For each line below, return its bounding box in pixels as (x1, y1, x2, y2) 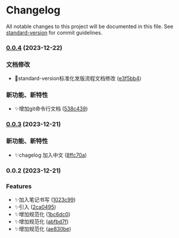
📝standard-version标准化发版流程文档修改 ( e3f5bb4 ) (14, 75, 142, 82)
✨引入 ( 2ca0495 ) (14, 203, 57, 211)
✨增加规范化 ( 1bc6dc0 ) (14, 211, 71, 218)
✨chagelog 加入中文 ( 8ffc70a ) (14, 151, 87, 158)
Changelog (6, 4, 61, 17)
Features (6, 182, 32, 190)
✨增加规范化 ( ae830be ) (14, 225, 72, 232)
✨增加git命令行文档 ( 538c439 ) (14, 105, 89, 112)
